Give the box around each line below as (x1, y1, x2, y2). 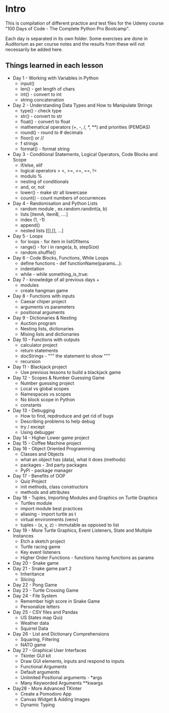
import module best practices (20, 505, 83, 511)
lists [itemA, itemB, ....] (20, 211, 68, 217)
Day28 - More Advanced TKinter (12, 685, 82, 691)
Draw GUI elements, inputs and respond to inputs (20, 658, 124, 664)
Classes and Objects (20, 451, 64, 457)
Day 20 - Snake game (12, 560, 59, 566)
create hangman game (20, 287, 68, 293)
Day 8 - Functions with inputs (12, 293, 75, 299)
